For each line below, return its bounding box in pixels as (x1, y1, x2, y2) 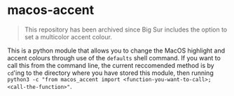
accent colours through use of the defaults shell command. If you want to (7, 53, 221, 62)
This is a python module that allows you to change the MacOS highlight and (7, 46, 226, 55)
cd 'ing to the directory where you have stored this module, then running (7, 69, 214, 77)
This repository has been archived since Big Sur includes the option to (24, 25, 228, 34)
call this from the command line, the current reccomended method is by (7, 61, 215, 69)
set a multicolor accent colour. (24, 32, 112, 41)
